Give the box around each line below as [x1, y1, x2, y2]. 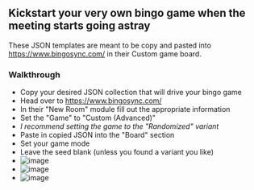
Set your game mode [19, 138, 90, 148]
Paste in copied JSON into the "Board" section [19, 130, 175, 140]
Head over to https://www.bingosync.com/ [19, 96, 163, 105]
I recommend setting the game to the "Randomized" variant [19, 122, 219, 131]
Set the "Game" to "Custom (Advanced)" [19, 113, 156, 123]
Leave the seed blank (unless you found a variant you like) [19, 147, 214, 157]
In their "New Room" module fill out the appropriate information [19, 105, 231, 114]
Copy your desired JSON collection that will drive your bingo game [19, 88, 242, 97]
